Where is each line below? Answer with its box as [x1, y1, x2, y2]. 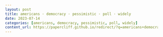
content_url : [5, 25, 32, 30]
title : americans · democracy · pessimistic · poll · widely [5, 12, 131, 16]
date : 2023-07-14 [5, 16, 40, 21]
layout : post [5, 7, 32, 12]
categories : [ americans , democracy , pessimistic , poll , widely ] [5, 20, 138, 25]
